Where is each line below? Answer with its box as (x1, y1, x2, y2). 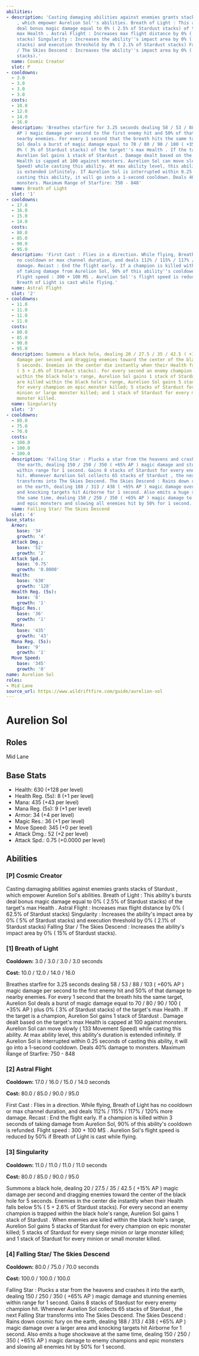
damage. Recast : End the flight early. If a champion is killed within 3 (6, 1114, 173, 1121)
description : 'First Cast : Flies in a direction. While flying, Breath (11, 252, 195, 258)
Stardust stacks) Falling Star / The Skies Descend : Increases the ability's (6, 923, 185, 930)
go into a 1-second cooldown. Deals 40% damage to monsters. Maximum (6, 1044, 185, 1051)
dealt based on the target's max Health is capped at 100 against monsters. (6, 1018, 188, 1026)
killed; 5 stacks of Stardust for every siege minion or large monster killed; (6, 1228, 185, 1236)
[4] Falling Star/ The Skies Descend (6, 1250, 110, 1258)
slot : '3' (11, 406, 36, 412)
